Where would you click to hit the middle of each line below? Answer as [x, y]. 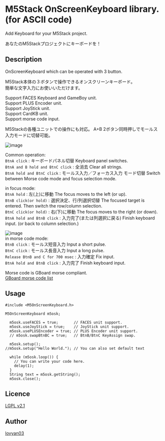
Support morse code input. [33, 119]
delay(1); [24, 366]
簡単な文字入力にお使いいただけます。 [44, 88]
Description [23, 60]
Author [16, 421]
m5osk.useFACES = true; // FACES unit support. [66, 322]
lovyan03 [15, 433]
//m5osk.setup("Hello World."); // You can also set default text [75, 348]
